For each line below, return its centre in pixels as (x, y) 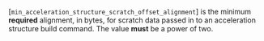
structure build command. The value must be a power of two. (111, 29)
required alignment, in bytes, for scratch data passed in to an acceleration (132, 20)
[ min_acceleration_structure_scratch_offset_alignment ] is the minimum (130, 12)
